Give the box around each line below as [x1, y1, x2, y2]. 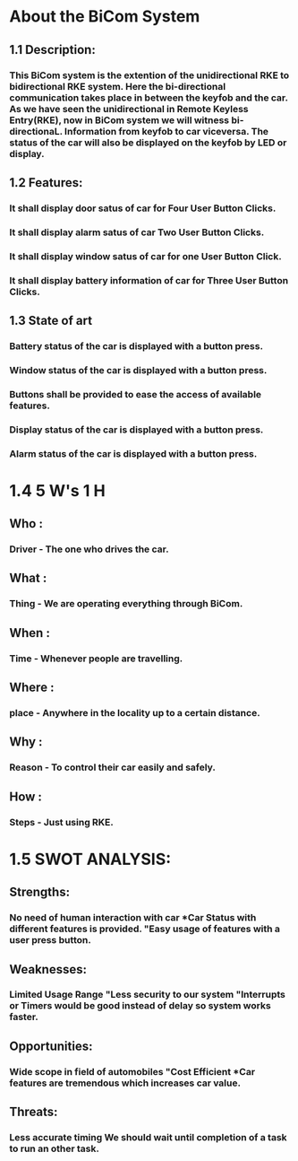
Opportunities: [9, 1038, 93, 1053]
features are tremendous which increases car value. [9, 1077, 242, 1089]
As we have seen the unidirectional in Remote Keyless [9, 102, 249, 115]
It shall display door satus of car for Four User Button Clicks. [9, 202, 277, 214]
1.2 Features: [9, 175, 83, 190]
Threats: [9, 1104, 58, 1120]
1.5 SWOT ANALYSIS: [9, 849, 172, 869]
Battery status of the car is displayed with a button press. [9, 339, 264, 352]
